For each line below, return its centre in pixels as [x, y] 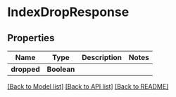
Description [102, 58]
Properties [31, 38]
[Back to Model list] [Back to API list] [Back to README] [88, 87]
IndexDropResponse [68, 12]
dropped [25, 69]
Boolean [61, 69]
